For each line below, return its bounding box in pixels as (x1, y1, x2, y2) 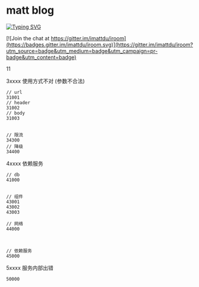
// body (6, 110, 26, 116)
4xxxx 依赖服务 (6, 160, 43, 167)
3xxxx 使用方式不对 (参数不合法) (6, 77, 85, 84)
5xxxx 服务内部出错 (6, 264, 53, 271)
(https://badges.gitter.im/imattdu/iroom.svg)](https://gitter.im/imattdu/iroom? (6, 41, 194, 48)
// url (6, 89, 23, 95)
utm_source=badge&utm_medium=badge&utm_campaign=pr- (6, 47, 158, 54)
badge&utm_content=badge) (6, 53, 77, 61)
